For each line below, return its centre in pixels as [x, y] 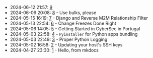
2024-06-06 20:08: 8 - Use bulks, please [53, 13]
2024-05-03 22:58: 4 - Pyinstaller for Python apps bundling [74, 34]
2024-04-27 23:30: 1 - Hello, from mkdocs [54, 50]
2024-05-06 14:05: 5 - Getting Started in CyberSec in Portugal [75, 29]
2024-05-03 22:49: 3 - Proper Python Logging [59, 39]
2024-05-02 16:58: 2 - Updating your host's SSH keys [66, 45]
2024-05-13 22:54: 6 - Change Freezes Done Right [63, 23]
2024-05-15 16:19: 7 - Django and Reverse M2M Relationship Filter [79, 18]
